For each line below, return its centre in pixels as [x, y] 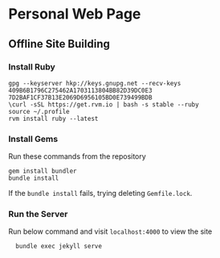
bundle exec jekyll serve [59, 247]
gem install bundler [43, 171]
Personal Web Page [75, 14]
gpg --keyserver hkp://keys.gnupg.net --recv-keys [95, 83]
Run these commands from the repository [77, 156]
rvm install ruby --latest [53, 119]
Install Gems [33, 139]
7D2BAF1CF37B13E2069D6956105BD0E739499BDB [80, 98]
